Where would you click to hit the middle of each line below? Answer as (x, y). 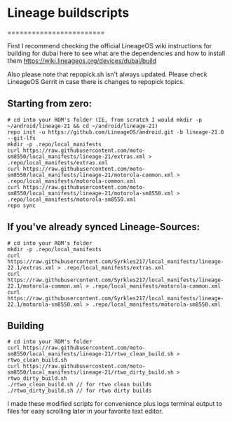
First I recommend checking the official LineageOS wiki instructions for (110, 45)
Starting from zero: (50, 104)
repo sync (22, 205)
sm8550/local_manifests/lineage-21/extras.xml (76, 156)
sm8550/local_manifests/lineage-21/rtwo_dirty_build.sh (90, 372)
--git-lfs (22, 138)
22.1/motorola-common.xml (45, 286)
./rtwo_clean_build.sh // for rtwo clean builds (80, 385)
